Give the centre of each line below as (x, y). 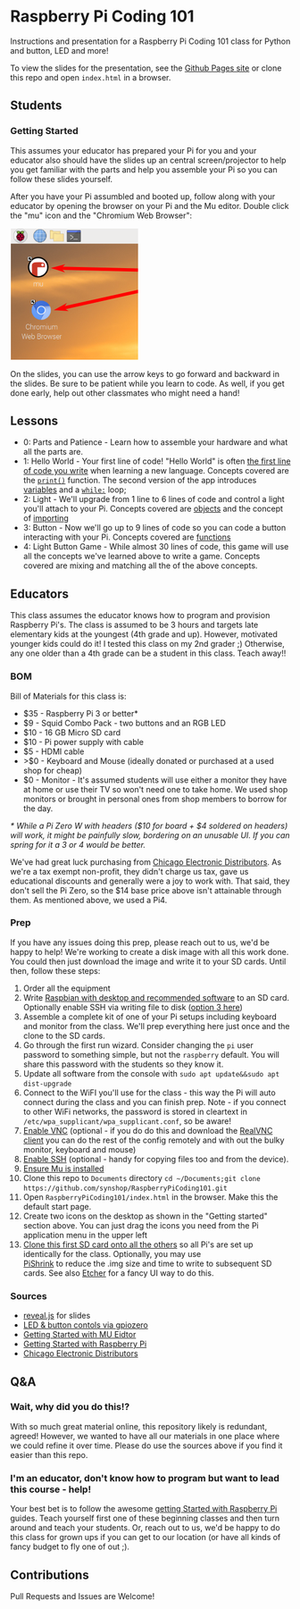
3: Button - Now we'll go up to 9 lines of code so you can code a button (154, 528)
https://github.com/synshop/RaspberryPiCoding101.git (125, 1188)
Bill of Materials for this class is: (69, 696)
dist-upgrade (47, 1084)
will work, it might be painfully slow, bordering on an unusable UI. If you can (150, 835)
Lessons (34, 421)
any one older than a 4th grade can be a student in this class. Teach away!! (148, 653)
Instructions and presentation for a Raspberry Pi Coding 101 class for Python (150, 41)
